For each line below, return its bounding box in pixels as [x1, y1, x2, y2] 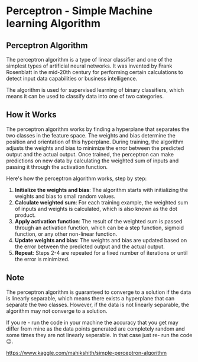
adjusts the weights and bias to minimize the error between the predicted [6, 144, 184, 152]
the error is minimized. [14, 255, 70, 262]
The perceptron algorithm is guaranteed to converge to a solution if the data [6, 289, 191, 296]
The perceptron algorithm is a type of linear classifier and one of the [6, 56, 173, 63]
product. [14, 212, 36, 219]
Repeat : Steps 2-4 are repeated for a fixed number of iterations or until [14, 249, 188, 256]
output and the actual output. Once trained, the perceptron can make [6, 150, 174, 158]
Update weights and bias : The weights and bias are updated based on [14, 236, 187, 244]
